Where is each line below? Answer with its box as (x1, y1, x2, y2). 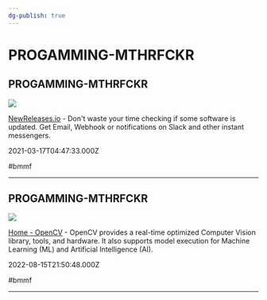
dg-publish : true (8, 11, 66, 20)
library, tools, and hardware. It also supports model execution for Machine (8, 236, 250, 246)
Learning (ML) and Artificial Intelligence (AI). (8, 244, 153, 255)
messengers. (8, 131, 52, 140)
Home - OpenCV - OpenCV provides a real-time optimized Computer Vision (8, 228, 257, 237)
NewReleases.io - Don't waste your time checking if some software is (8, 113, 236, 123)
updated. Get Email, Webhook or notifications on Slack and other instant (8, 122, 245, 131)
